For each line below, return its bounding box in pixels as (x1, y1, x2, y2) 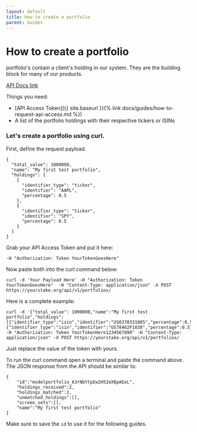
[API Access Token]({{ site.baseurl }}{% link (14, 105, 121, 112)
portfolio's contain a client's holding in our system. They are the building (6, 64, 181, 71)
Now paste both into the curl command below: (6, 266, 118, 273)
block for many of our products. (6, 71, 83, 78)
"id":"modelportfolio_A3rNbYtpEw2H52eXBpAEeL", (16, 379, 135, 385)
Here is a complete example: (6, 297, 75, 304)
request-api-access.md (14, 111, 72, 118)
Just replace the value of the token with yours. (6, 345, 118, 352)
